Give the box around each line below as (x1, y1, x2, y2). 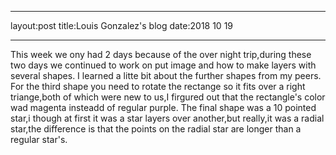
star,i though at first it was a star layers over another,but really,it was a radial (10, 112, 325, 124)
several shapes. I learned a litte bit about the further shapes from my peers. (10, 70, 322, 81)
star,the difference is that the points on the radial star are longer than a (10, 123, 302, 135)
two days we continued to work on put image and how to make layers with (10, 59, 317, 71)
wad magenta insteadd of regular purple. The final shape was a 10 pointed (10, 102, 317, 113)
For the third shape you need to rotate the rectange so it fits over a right (10, 81, 306, 92)
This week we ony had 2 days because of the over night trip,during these (10, 49, 312, 60)
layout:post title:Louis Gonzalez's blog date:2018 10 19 (10, 20, 234, 31)
